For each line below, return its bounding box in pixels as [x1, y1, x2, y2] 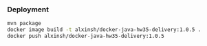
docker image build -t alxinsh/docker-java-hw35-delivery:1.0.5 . [7, 26, 201, 33]
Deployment [7, 5, 50, 14]
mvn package [7, 20, 41, 27]
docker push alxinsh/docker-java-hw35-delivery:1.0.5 [7, 32, 165, 40]
